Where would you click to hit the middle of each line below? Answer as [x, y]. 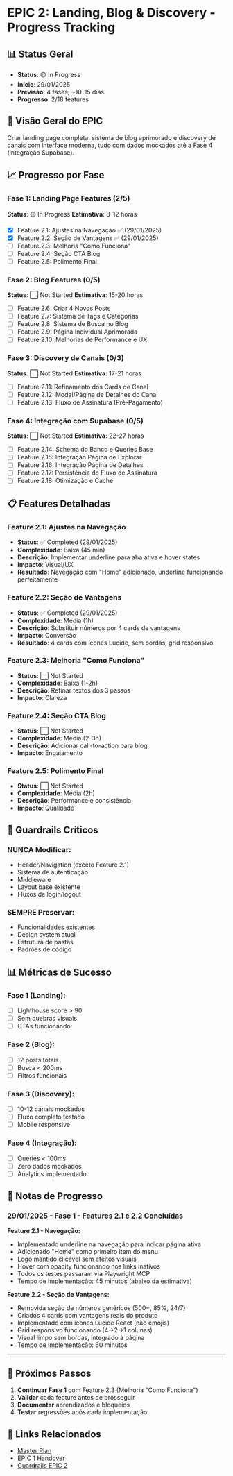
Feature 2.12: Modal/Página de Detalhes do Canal [87, 394]
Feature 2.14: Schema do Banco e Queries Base [85, 450]
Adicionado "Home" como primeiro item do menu [87, 1252]
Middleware [34, 880]
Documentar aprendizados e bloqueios [74, 1405]
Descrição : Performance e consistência [74, 801]
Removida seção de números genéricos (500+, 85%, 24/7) [101, 1308]
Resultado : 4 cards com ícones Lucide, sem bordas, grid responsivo [115, 643]
